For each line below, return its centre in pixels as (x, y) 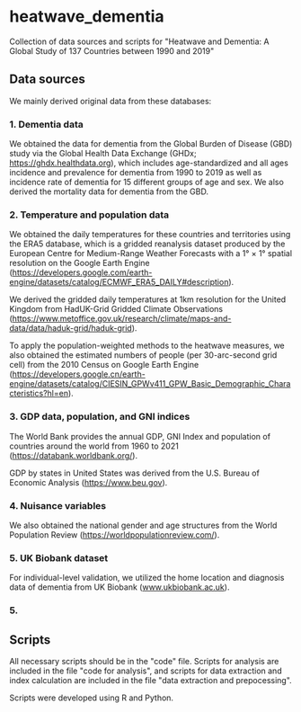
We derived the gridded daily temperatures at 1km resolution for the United (148, 299)
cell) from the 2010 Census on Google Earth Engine (104, 365)
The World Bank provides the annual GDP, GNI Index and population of (140, 436)
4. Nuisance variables (58, 505)
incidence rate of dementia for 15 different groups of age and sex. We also (147, 182)
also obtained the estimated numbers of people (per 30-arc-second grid (143, 355)
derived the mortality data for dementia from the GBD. (109, 191)
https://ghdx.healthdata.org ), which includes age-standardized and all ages (149, 163)
